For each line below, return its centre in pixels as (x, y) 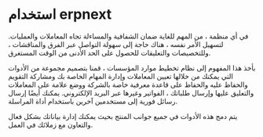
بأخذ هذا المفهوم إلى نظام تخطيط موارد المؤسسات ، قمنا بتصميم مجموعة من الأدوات (132, 67)
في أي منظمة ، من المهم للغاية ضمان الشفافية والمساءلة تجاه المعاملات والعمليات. (128, 36)
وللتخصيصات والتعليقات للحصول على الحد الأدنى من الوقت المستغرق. (110, 52)
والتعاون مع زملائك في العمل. (51, 124)
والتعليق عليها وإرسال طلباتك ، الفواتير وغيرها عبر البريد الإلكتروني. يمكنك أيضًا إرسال (131, 92)
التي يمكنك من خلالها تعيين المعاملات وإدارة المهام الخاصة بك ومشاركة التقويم (121, 76)
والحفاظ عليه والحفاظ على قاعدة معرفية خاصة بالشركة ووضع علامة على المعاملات (128, 85)
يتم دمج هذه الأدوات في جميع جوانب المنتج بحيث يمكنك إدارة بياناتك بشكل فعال (123, 116)
